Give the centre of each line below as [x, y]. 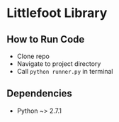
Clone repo [33, 56]
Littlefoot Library [57, 13]
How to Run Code [46, 39]
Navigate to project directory [59, 64]
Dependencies [39, 94]
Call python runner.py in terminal [65, 71]
